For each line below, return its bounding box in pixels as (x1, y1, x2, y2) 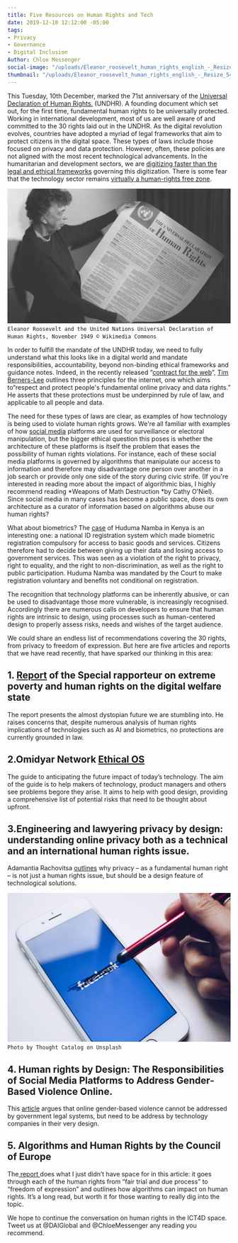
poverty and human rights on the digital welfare (7, 680, 222, 692)
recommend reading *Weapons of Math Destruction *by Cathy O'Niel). (7, 488, 215, 496)
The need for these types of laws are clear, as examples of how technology (7, 412, 228, 421)
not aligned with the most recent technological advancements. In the (7, 152, 208, 160)
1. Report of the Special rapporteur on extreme (7, 670, 216, 682)
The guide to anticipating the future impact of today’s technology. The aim (7, 772, 224, 781)
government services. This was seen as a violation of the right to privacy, (7, 553, 221, 563)
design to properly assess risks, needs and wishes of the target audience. (7, 620, 223, 629)
